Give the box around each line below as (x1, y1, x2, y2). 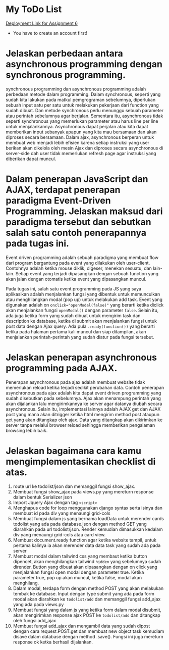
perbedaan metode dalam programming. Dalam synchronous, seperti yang (6, 91, 161, 97)
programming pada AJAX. (6, 363, 118, 374)
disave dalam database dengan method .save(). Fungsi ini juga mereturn (13, 633, 163, 639)
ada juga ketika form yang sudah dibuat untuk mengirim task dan (6, 312, 141, 319)
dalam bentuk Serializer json (13, 494, 73, 500)
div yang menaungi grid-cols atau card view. (13, 531, 106, 537)
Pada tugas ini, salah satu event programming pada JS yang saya (6, 285, 142, 291)
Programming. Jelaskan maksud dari (6, 206, 163, 217)
